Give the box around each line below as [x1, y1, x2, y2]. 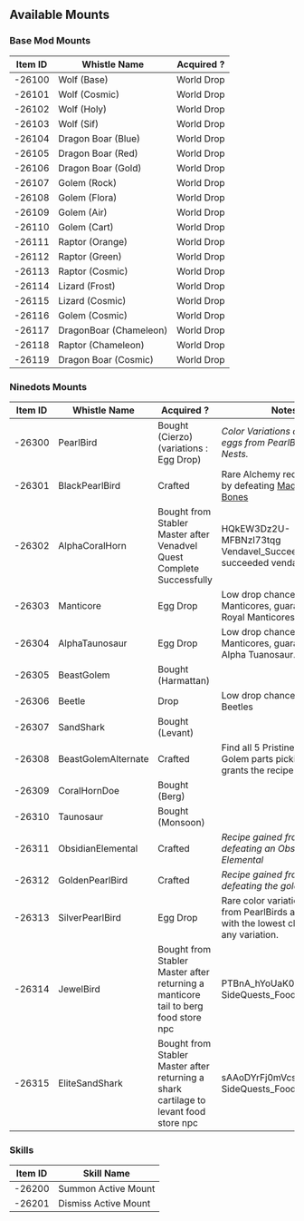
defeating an [221, 842, 276, 855]
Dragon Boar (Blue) [58, 132, 141, 144]
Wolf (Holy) [58, 103, 107, 115]
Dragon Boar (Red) [58, 147, 138, 160]
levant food [157, 1105, 206, 1118]
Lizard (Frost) [58, 279, 116, 292]
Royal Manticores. [221, 610, 298, 623]
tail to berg [157, 1000, 204, 1012]
